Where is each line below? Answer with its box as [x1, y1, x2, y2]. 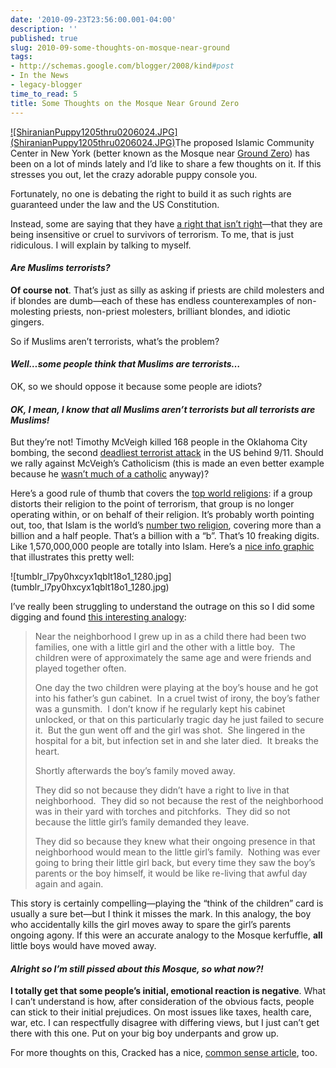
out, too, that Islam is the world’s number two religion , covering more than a [10, 519, 322, 531]
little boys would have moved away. [10, 940, 157, 952]
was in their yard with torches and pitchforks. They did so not [34, 806, 291, 818]
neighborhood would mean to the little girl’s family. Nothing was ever [34, 846, 321, 858]
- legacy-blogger [10, 80, 83, 90]
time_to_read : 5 [10, 89, 78, 99]
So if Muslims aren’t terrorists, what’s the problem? [10, 335, 220, 347]
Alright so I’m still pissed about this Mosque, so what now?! [10, 962, 264, 975]
